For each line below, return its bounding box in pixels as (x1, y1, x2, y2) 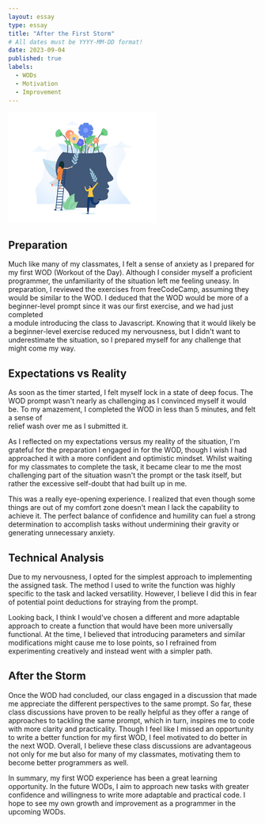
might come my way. (8, 343, 77, 353)
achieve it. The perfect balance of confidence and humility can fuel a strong (8, 512, 256, 521)
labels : (8, 63, 34, 71)
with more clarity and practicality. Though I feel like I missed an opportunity (8, 724, 255, 734)
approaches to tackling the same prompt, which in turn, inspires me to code (8, 715, 256, 725)
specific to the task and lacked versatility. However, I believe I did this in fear (8, 588, 257, 598)
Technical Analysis (8, 551, 104, 565)
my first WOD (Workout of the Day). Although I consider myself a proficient (8, 268, 253, 278)
